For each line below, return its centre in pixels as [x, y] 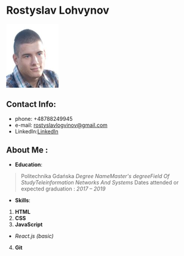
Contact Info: [31, 104]
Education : [29, 164]
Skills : [23, 200]
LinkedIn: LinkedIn [36, 131]
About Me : [27, 150]
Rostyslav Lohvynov [58, 10]
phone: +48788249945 [44, 118]
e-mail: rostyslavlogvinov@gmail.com [61, 125]
